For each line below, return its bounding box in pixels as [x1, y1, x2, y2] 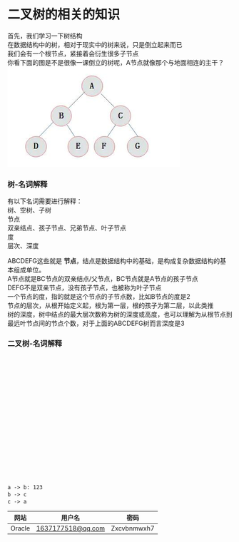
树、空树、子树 [7, 206, 51, 215]
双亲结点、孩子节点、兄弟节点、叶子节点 [7, 224, 126, 232]
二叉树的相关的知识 [7, 6, 121, 23]
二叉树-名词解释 [7, 339, 63, 349]
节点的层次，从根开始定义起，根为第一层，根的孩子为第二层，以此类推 [7, 301, 214, 310]
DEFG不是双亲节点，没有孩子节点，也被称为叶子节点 [7, 283, 162, 292]
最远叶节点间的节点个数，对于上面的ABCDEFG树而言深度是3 [7, 319, 185, 328]
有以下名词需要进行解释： [7, 197, 83, 205]
